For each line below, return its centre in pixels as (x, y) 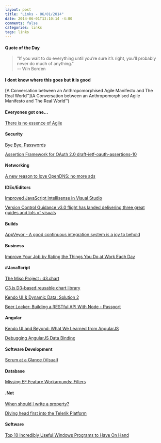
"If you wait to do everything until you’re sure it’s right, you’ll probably (86, 58)
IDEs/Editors (18, 187)
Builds (12, 223)
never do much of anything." (45, 64)
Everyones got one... (27, 112)
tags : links (17, 32)
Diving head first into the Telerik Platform (46, 413)
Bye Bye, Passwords (25, 145)
